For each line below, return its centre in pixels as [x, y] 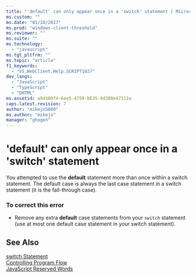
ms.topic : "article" [31, 60]
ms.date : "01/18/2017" [34, 22]
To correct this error [35, 205]
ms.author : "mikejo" [31, 114]
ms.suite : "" [22, 39]
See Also [22, 242]
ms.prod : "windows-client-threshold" [52, 28]
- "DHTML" [23, 93]
